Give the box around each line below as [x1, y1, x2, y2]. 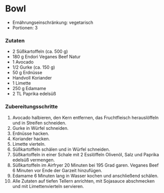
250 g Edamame [12, 86, 46, 92]
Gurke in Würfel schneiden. [12, 125, 69, 131]
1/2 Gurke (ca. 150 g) [12, 64, 56, 70]
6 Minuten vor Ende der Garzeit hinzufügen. [12, 167, 102, 173]
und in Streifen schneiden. [12, 120, 67, 126]
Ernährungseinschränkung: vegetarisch [12, 19, 93, 25]
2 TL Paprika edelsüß [12, 91, 56, 97]
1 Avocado [12, 59, 34, 65]
